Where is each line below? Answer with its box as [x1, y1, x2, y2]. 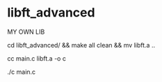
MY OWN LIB [7, 28, 45, 36]
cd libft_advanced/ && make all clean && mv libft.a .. [7, 41, 155, 49]
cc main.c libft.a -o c [7, 54, 66, 63]
